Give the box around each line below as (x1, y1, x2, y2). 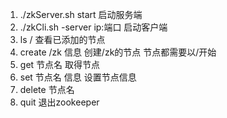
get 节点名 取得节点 (19, 59, 100, 70)
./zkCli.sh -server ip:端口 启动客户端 (19, 21, 168, 33)
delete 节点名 (19, 84, 75, 95)
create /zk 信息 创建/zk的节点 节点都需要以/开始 (19, 46, 217, 58)
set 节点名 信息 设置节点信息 (19, 71, 137, 83)
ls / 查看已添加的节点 (19, 34, 106, 45)
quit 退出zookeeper (19, 96, 100, 108)
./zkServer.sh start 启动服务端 (19, 9, 143, 20)
